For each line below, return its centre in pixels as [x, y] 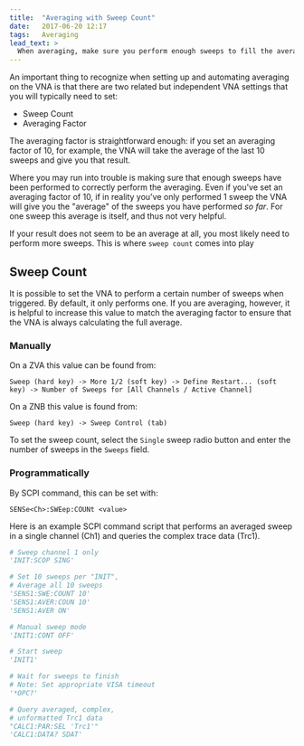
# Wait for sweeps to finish [64, 676]
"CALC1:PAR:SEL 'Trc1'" [54, 726]
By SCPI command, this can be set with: [84, 493]
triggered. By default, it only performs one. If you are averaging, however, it [150, 303]
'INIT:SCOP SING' [42, 561]
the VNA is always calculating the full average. [96, 322]
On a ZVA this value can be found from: [83, 365]
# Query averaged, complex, [62, 709]
